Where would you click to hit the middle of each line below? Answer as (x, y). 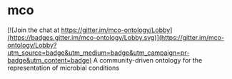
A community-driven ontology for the (148, 60)
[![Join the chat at (34, 30)
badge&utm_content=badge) (50, 60)
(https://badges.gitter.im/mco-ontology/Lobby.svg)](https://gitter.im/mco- (116, 37)
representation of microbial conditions (64, 68)
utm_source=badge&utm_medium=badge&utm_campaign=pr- (99, 53)
